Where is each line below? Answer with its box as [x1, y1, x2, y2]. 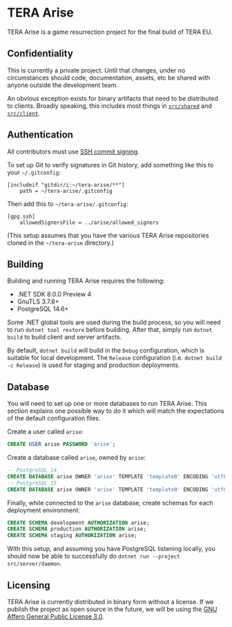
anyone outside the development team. [7, 81, 119, 89]
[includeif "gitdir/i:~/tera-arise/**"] [7, 181, 126, 188]
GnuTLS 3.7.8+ [17, 297, 59, 306]
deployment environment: [7, 506, 81, 514]
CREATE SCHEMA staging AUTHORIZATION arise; [7, 532, 137, 539]
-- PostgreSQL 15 [7, 479, 57, 487]
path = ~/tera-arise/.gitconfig [19, 187, 113, 194]
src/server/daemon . [7, 559, 62, 568]
